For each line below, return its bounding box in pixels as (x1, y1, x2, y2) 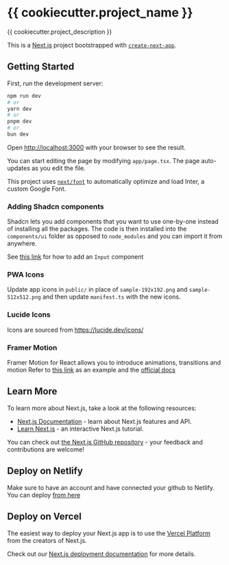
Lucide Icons (7, 310, 51, 319)
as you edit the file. (32, 164, 86, 172)
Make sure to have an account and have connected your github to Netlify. (7, 483, 215, 491)
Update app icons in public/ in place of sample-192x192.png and (7, 286, 188, 294)
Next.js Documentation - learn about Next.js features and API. (16, 417, 192, 425)
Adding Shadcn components (7, 202, 104, 211)
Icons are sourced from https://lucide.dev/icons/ (7, 326, 144, 334)
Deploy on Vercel (7, 511, 82, 522)
